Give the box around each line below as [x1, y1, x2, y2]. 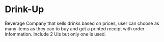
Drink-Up [5, 4, 44, 15]
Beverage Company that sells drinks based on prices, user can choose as [5, 20, 159, 26]
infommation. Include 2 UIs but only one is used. [5, 31, 106, 37]
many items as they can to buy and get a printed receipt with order [5, 25, 145, 31]
